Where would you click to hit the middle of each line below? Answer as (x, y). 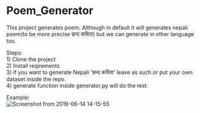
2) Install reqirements (33, 65)
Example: (18, 97)
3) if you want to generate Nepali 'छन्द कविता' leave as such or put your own (99, 72)
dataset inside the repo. (36, 79)
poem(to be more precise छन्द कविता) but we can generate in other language (100, 34)
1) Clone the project (31, 59)
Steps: (14, 53)
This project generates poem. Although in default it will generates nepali (97, 27)
